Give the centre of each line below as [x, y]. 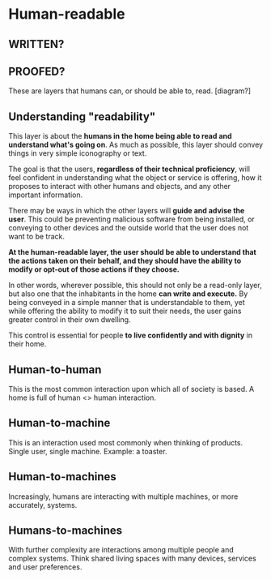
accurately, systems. [43, 505]
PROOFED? [37, 71]
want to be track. [36, 237]
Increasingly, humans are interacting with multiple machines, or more [123, 496]
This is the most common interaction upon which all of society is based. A [131, 389]
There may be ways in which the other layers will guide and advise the [127, 211]
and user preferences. [45, 567]
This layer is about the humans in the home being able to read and [120, 136]
